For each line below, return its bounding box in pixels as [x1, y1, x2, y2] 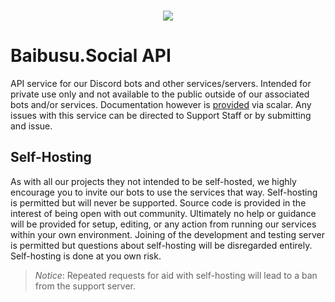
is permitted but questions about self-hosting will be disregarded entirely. [10, 239, 313, 251]
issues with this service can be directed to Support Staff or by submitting [10, 109, 312, 121]
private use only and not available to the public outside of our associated [10, 88, 310, 100]
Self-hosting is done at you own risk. [10, 250, 162, 262]
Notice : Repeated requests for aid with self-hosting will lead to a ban [34, 269, 318, 281]
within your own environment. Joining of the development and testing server [10, 228, 325, 240]
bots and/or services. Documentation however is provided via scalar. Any [10, 98, 312, 110]
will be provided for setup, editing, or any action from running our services [10, 218, 317, 230]
